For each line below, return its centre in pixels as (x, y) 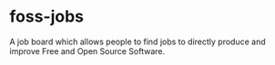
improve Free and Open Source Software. (87, 51)
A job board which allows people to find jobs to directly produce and (137, 42)
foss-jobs (47, 17)
